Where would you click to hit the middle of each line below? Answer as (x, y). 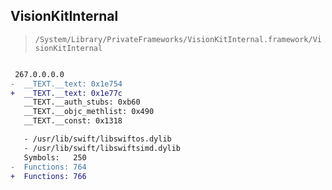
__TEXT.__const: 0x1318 (73, 121)
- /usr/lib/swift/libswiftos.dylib (97, 139)
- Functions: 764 (48, 167)
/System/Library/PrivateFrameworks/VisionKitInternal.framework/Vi (178, 39)
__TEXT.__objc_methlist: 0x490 (89, 112)
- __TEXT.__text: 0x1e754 (66, 84)
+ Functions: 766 (48, 176)
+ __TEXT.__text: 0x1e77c (66, 93)
